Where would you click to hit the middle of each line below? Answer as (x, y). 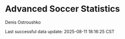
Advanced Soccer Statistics (62, 9)
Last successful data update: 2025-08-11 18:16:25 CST (60, 31)
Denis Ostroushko (23, 22)
